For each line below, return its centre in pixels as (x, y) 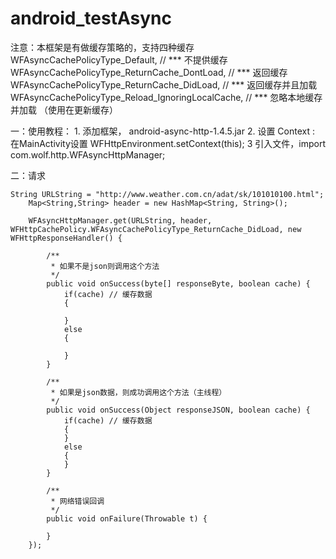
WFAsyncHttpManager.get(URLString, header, (120, 220)
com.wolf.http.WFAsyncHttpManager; (88, 154)
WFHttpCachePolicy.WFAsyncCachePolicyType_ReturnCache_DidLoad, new (156, 229)
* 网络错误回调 (77, 501)
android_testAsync (91, 18)
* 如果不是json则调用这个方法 (105, 266)
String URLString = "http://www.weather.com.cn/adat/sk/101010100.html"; (167, 194)
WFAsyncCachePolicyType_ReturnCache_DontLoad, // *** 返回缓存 (149, 72)
